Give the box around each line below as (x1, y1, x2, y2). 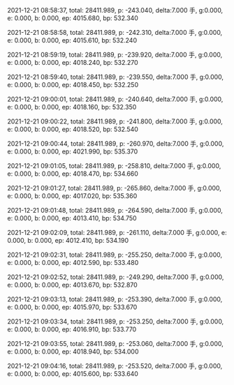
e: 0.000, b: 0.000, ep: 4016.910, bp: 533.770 (7, 325, 137, 333)
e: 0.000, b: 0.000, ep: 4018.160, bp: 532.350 (7, 103, 137, 111)
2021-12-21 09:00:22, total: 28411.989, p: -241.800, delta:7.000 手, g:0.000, (7, 117, 224, 126)
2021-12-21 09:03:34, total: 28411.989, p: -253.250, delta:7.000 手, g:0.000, (7, 317, 224, 326)
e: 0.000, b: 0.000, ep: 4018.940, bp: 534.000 (7, 347, 139, 356)
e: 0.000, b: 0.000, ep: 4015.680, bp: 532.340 (7, 14, 138, 22)
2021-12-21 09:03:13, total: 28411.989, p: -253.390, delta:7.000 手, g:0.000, (7, 295, 223, 303)
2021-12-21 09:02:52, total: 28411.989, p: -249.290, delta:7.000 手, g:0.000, (7, 273, 224, 281)
